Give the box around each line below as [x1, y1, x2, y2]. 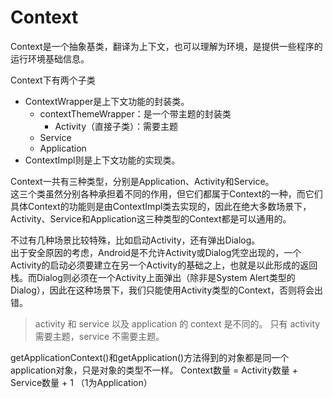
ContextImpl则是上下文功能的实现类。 [24, 154, 181, 166]
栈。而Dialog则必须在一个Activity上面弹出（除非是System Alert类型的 [10, 271, 296, 283]
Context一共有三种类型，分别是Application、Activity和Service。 [10, 175, 275, 187]
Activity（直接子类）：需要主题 [54, 120, 178, 132]
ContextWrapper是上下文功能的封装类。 [24, 95, 190, 107]
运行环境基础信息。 [10, 52, 90, 65]
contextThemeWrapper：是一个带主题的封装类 [39, 107, 232, 120]
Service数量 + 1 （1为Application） [10, 376, 153, 388]
